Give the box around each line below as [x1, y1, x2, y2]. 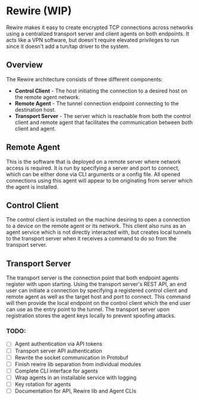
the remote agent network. [14, 93, 80, 100]
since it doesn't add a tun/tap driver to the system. [6, 43, 130, 50]
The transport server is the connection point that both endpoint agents [6, 274, 179, 281]
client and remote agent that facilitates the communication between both [14, 119, 193, 126]
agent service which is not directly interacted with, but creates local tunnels [6, 228, 192, 236]
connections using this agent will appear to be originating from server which [6, 177, 193, 184]
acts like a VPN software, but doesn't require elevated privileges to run [6, 36, 179, 43]
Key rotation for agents [14, 380, 71, 388]
